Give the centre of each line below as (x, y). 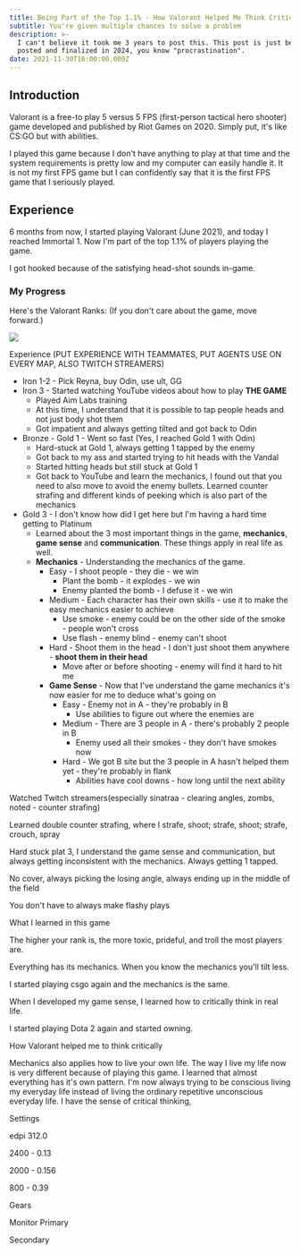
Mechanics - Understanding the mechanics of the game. (140, 561)
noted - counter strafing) (55, 807)
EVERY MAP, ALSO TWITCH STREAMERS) (87, 363)
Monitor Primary (39, 1222)
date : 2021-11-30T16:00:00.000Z (69, 59)
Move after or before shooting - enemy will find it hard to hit (172, 666)
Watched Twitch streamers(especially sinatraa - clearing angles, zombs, (142, 798)
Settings (25, 1118)
